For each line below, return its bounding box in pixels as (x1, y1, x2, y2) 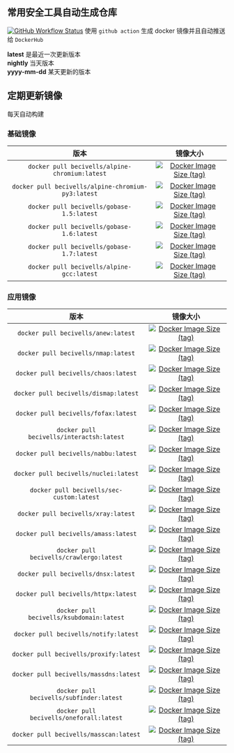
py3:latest (61, 189, 98, 197)
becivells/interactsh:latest (27, 433, 125, 441)
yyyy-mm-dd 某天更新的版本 (7, 67, 91, 75)
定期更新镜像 (7, 90, 63, 102)
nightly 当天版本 (7, 59, 54, 67)
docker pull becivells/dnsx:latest (17, 570, 136, 578)
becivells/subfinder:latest (30, 694, 123, 702)
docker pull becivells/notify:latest (13, 630, 139, 639)
